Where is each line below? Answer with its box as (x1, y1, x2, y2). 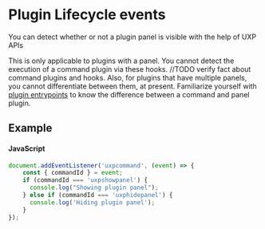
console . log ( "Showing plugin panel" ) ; (29, 184, 159, 192)
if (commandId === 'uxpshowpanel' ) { (22, 176, 148, 184)
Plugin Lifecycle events (8, 6, 166, 24)
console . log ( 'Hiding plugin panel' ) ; (29, 198, 156, 207)
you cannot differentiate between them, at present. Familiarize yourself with (8, 81, 257, 91)
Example (8, 121, 53, 135)
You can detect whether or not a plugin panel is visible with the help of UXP (8, 32, 257, 41)
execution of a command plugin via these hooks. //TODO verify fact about (8, 64, 251, 73)
